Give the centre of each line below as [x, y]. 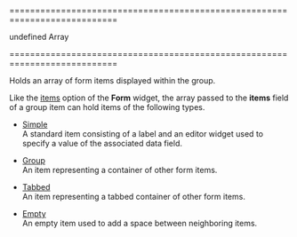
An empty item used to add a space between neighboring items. [140, 223]
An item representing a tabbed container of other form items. [134, 197]
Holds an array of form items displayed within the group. [112, 80]
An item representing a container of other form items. [120, 170]
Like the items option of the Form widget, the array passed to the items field [149, 98]
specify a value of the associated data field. [102, 143]
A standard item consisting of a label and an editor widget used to [143, 134]
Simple [35, 124]
